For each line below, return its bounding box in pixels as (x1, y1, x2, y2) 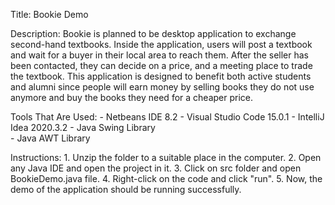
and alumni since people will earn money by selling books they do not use (10, 81, 315, 93)
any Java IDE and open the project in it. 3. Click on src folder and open (10, 162, 302, 174)
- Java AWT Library (10, 132, 91, 144)
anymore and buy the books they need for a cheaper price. (10, 92, 253, 103)
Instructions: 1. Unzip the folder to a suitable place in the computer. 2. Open (10, 152, 322, 163)
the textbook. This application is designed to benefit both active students (10, 70, 312, 82)
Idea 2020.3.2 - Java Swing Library (10, 122, 156, 133)
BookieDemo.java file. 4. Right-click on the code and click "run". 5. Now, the (10, 173, 323, 184)
